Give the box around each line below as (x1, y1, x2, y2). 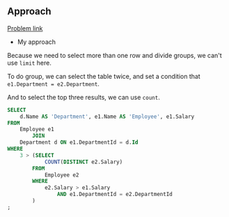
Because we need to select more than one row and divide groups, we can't (7, 51, 223, 59)
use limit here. (7, 59, 52, 67)
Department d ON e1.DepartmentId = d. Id (19, 139, 139, 146)
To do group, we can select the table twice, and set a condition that (7, 72, 200, 80)
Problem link (7, 24, 43, 32)
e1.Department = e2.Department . (7, 80, 100, 88)
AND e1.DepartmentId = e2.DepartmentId (56, 191, 173, 198)
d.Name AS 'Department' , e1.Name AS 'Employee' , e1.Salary (19, 113, 195, 120)
